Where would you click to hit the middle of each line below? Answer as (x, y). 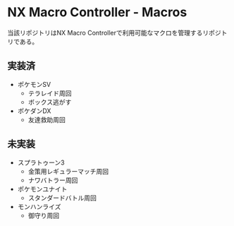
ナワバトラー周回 (53, 180)
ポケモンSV (34, 84)
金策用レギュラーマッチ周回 (68, 171)
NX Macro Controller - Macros (97, 12)
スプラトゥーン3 (41, 162)
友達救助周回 (47, 119)
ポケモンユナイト (42, 189)
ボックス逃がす (50, 102)
